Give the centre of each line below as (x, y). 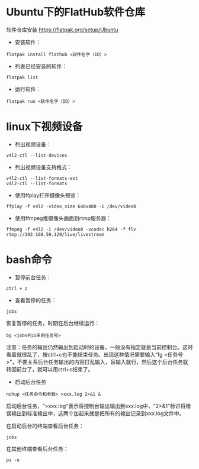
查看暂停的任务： (36, 300)
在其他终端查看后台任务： (37, 449)
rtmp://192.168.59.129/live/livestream (55, 234)
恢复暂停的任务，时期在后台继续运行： (53, 323)
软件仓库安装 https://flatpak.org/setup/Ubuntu (62, 30)
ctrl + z (17, 288)
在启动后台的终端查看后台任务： (45, 426)
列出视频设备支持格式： (43, 167)
